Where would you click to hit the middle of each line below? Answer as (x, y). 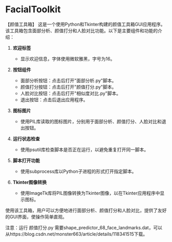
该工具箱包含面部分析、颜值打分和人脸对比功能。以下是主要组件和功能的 (81, 30)
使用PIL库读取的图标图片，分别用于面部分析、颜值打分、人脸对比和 (91, 121)
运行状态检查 (26, 139)
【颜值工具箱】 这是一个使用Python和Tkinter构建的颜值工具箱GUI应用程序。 (85, 24)
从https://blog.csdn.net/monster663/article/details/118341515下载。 (76, 234)
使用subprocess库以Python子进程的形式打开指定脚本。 (78, 171)
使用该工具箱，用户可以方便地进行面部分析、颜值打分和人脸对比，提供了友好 (86, 210)
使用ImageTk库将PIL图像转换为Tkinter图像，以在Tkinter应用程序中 (90, 193)
